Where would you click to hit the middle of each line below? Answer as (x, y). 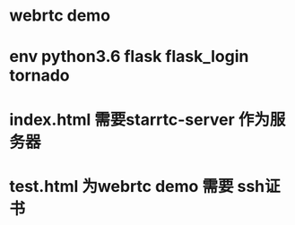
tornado (39, 76)
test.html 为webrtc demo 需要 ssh (137, 186)
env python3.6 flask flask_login (129, 57)
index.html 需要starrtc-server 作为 (140, 120)
